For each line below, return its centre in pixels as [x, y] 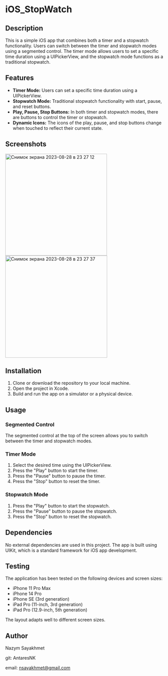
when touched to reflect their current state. [58, 128]
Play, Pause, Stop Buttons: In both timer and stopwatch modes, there [85, 112]
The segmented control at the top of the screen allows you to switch [77, 436]
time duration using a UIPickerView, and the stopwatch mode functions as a [84, 57]
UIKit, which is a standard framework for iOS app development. [71, 550]
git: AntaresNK [21, 658]
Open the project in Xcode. [41, 388]
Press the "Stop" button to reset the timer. [56, 482]
